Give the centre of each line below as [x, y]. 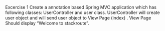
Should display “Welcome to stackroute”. [47, 23]
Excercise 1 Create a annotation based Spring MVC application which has [81, 7]
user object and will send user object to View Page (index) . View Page [78, 18]
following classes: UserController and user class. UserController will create [82, 12]
